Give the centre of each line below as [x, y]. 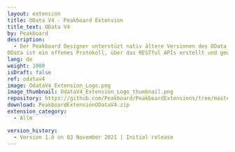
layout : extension [34, 14]
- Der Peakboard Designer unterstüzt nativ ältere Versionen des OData [120, 46]
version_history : [33, 130]
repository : [24, 99]
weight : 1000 [26, 66]
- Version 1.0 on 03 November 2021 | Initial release [93, 137]
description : [26, 40]
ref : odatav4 [26, 79]
